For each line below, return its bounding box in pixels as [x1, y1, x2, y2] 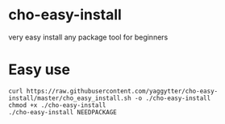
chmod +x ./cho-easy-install [8, 101, 106, 110]
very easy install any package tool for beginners [8, 32, 169, 42]
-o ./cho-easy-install [134, 94, 211, 102]
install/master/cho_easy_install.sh [8, 94, 131, 102]
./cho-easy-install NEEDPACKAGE [8, 108, 117, 116]
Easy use [8, 60, 71, 79]
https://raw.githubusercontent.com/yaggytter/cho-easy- [26, 87, 219, 95]
